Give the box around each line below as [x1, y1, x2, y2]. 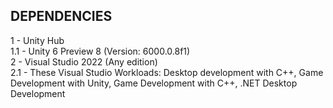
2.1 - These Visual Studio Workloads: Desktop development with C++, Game [10, 66, 324, 78]
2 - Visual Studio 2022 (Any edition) [10, 55, 158, 68]
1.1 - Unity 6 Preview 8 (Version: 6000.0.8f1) [10, 45, 191, 57]
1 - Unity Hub [10, 34, 65, 46]
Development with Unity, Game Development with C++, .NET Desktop [10, 77, 298, 89]
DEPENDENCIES [10, 8, 113, 25]
